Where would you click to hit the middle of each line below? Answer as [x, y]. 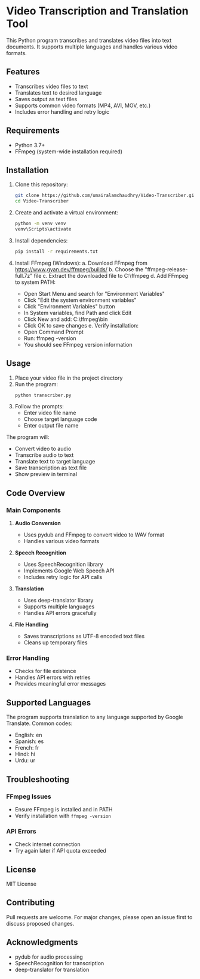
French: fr [27, 748]
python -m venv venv [40, 224]
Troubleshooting [38, 779]
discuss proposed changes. [40, 923]
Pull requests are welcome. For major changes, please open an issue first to [99, 917]
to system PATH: [35, 282]
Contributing [30, 903]
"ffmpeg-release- [166, 269]
